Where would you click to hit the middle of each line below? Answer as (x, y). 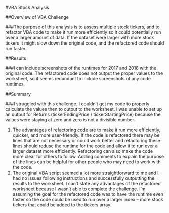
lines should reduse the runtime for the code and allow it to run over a (85, 146)
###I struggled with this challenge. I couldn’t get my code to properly (77, 104)
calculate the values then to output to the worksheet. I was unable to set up (84, 109)
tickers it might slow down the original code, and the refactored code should (85, 43)
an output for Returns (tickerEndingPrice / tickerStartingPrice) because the (83, 114)
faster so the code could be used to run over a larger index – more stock (88, 200)
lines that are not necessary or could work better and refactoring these (86, 140)
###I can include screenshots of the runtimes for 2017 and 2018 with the (81, 68)
